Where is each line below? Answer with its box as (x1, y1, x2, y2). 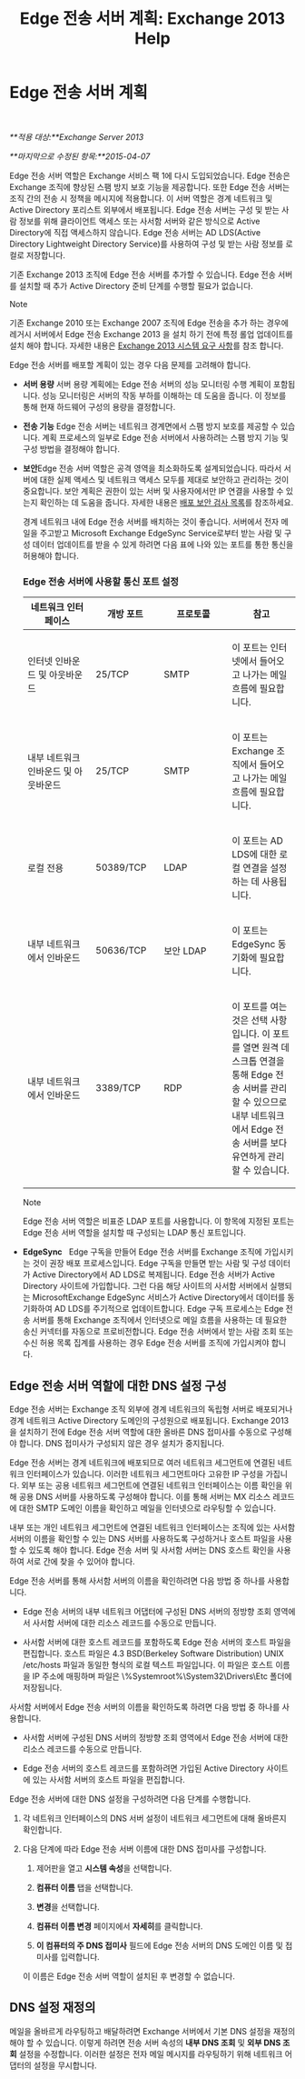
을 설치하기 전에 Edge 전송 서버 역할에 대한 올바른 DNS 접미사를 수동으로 (9, 1426, 268, 1437)
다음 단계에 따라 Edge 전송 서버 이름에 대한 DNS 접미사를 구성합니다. (22, 1844, 267, 1854)
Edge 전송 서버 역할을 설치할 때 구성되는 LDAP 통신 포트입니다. (22, 1227, 247, 1238)
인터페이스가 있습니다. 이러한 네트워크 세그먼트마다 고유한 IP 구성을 (25, 1469, 264, 1480)
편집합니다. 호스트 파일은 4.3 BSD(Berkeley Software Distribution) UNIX (22, 1648, 284, 1659)
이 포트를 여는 (231, 1001, 288, 1014)
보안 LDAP (162, 945, 207, 957)
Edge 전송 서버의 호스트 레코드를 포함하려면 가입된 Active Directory (22, 1763, 265, 1774)
